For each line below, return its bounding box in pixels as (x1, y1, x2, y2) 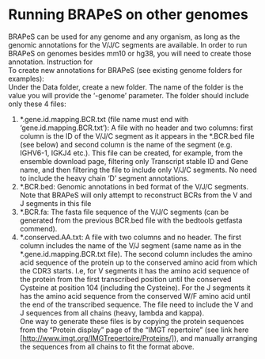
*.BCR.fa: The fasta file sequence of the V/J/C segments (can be (19, 207, 229, 216)
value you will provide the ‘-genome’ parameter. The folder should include (8, 90, 249, 100)
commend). (19, 223, 58, 233)
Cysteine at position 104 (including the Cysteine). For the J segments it (19, 283, 251, 292)
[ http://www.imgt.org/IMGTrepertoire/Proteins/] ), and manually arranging (19, 333, 258, 342)
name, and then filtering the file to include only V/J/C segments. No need (19, 165, 257, 174)
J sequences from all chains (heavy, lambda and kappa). (19, 307, 204, 318)
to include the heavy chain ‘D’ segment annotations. (19, 173, 190, 183)
